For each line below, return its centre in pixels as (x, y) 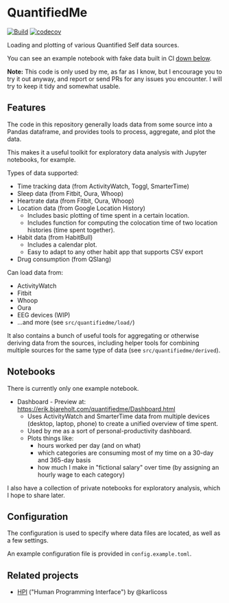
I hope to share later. (36, 495)
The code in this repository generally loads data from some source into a (110, 124)
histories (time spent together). (71, 230)
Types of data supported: (43, 172)
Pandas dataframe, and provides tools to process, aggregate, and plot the (111, 131)
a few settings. (28, 541)
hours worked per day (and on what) (89, 445)
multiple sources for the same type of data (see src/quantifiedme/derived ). (114, 350)
